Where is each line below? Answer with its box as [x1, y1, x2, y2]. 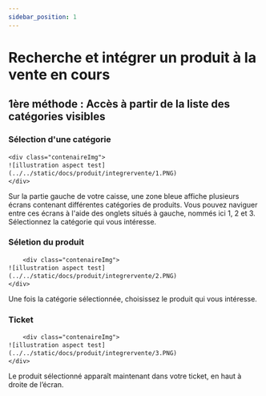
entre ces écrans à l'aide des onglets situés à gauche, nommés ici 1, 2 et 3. [8, 208, 256, 218]
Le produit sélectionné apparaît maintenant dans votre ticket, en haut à [8, 371, 242, 381]
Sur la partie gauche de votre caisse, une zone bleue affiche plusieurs [8, 191, 240, 200]
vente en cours [8, 65, 111, 83]
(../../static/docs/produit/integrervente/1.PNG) [8, 169, 178, 177]
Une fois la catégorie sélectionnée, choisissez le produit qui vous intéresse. [8, 293, 258, 304]
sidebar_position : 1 [8, 13, 78, 21]
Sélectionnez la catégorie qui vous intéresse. [8, 216, 157, 226]
